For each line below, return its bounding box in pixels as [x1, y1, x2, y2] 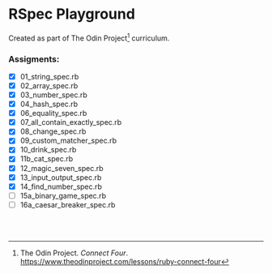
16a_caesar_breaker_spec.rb [19, 199, 116, 209]
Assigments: [8, 54, 60, 65]
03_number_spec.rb [19, 90, 87, 100]
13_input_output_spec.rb [19, 172, 102, 182]
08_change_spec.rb [19, 126, 87, 136]
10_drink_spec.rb [19, 145, 77, 155]
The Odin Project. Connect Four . [19, 248, 129, 258]
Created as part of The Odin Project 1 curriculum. [8, 32, 170, 43]
